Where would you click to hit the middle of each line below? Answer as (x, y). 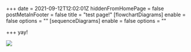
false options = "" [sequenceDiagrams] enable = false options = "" (86, 21)
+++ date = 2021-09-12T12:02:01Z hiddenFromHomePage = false (85, 8)
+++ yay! (17, 32)
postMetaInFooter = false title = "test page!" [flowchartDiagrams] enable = (96, 15)
